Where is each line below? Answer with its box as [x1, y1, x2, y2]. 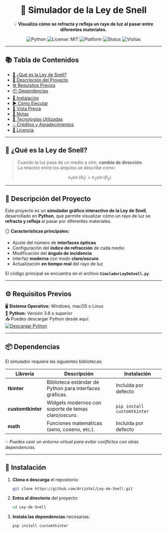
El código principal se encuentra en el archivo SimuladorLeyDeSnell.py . [5, 271, 151, 277]
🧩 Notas [12, 110, 29, 116]
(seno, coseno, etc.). [46, 426, 95, 432]
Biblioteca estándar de [46, 378, 99, 385]
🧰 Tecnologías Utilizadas [12, 116, 63, 122]
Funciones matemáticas [46, 420, 102, 426]
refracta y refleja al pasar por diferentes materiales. [5, 218, 112, 224]
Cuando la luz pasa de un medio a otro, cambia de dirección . [17, 159, 143, 165]
